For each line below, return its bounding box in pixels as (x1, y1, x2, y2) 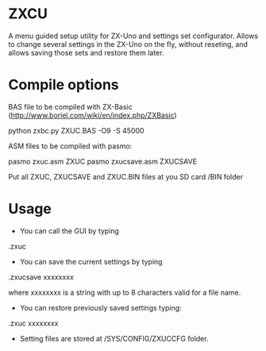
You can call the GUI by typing (19, 226, 119, 235)
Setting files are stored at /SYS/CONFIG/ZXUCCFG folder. (19, 334, 209, 343)
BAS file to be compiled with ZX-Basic (8, 102, 133, 111)
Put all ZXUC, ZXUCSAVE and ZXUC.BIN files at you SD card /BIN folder (8, 172, 244, 181)
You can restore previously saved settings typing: (19, 303, 182, 312)
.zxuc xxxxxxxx (8, 318, 59, 328)
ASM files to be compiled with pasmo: (8, 141, 133, 151)
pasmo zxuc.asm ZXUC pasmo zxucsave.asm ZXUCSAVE (8, 156, 197, 166)
